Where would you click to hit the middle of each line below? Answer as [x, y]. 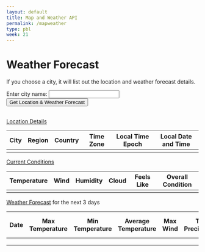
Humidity [89, 181]
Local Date [176, 137]
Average [137, 221]
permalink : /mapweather [37, 23]
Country [67, 140]
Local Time [133, 137]
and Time [176, 144]
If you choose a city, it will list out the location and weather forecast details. [101, 82]
